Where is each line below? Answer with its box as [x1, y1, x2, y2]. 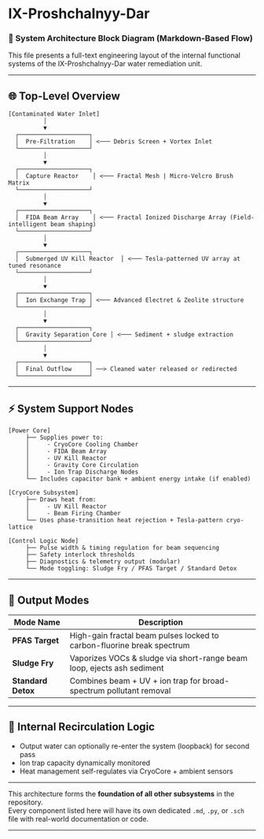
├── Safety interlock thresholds [25, 551, 135, 559]
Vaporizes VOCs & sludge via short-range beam [69, 652, 247, 663]
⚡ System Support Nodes [8, 402, 134, 415]
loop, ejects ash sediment [69, 663, 164, 674]
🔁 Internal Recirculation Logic [8, 720, 156, 733]
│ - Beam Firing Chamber [25, 510, 122, 518]
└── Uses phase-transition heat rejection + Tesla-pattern [25, 517, 223, 525]
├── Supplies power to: [25, 434, 104, 442]
